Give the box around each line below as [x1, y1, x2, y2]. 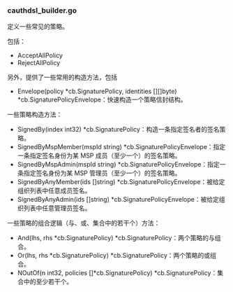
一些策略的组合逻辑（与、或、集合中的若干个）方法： [7, 219, 160, 228]
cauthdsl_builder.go [7, 6, 77, 15]
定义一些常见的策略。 [7, 22, 68, 31]
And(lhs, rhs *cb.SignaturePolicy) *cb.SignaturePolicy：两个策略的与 [17, 234, 215, 242]
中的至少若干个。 [23, 277, 73, 286]
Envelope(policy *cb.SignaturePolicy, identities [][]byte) [17, 87, 177, 96]
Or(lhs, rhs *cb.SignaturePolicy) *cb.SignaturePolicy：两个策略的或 [17, 251, 211, 260]
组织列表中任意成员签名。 [17, 186, 91, 195]
